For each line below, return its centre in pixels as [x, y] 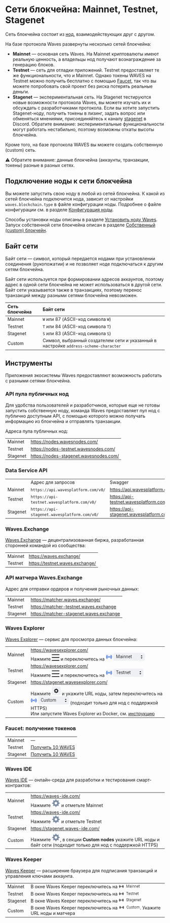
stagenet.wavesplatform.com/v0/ [65, 515]
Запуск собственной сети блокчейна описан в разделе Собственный [80, 225]
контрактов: [18, 785]
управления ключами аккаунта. [40, 876]
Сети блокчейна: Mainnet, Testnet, [82, 9]
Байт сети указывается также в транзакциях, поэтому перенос [74, 290]
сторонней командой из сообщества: [46, 546]
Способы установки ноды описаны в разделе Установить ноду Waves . [81, 219]
